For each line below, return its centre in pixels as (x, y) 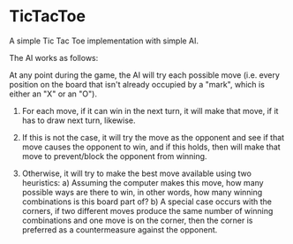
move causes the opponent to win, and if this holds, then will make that (151, 147)
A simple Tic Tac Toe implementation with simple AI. (104, 41)
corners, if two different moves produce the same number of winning (147, 210)
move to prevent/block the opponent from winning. (114, 156)
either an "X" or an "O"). (53, 94)
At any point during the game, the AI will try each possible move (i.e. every (145, 75)
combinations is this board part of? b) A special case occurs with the (146, 202)
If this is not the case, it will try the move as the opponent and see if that (153, 137)
